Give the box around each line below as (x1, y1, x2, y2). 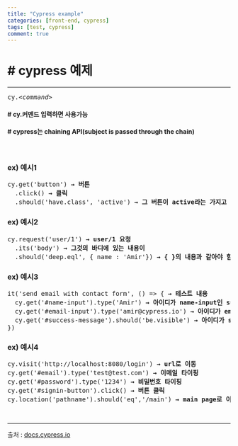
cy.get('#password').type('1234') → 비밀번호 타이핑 (7, 378, 182, 386)
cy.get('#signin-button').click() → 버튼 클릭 (7, 387, 165, 395)
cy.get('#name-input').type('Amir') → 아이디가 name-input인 (14, 298, 223, 307)
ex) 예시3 (7, 272, 39, 282)
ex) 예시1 (7, 162, 38, 172)
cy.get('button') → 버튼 (7, 181, 90, 188)
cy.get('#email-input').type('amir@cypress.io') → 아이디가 (14, 307, 221, 315)
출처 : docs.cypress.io (7, 430, 71, 439)
